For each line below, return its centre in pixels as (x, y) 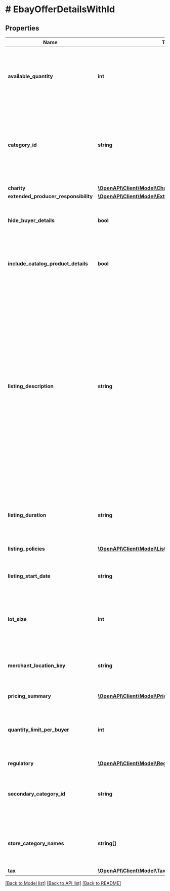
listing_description (31, 386)
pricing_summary (30, 696)
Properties (22, 28)
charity (17, 188)
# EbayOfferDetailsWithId (60, 9)
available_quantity (30, 76)
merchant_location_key (37, 665)
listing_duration (27, 515)
